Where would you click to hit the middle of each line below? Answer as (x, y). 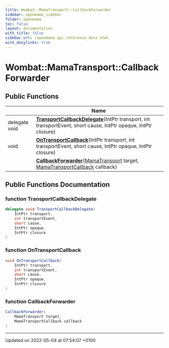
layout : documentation (29, 29)
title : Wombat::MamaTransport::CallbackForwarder (58, 10)
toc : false (17, 24)
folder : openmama (23, 19)
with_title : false (24, 33)
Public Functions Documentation (58, 185)
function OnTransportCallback (43, 250)
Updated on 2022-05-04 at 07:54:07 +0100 (51, 340)
